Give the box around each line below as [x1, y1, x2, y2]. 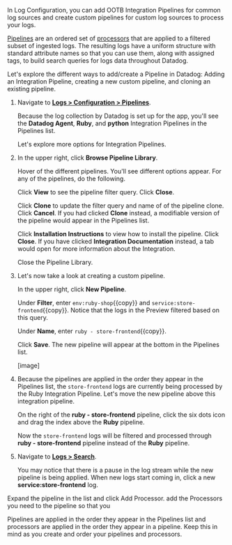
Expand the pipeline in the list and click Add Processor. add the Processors [7, 494, 223, 502]
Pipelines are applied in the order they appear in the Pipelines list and [7, 515, 206, 523]
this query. [17, 314, 49, 321]
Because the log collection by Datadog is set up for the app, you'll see [17, 112, 219, 120]
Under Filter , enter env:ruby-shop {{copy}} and [17, 299, 150, 307]
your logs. [7, 21, 36, 29]
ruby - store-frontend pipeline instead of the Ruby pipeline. [17, 439, 190, 447]
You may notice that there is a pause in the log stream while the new [17, 466, 214, 474]
